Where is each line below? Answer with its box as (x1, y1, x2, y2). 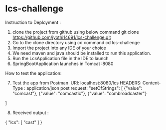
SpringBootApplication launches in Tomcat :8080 (12, 61, 114, 66)
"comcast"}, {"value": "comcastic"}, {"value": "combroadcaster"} (12, 90, 147, 96)
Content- (142, 80, 161, 86)
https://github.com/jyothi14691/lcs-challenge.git (12, 34, 111, 40)
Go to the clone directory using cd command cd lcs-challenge (12, 39, 140, 45)
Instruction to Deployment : (5, 19, 61, 25)
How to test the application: (5, 70, 62, 76)
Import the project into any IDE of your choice (12, 45, 106, 51)
